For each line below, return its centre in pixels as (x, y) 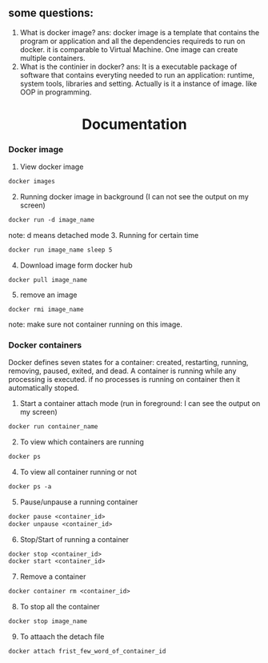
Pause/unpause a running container (79, 502)
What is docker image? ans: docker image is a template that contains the (140, 32)
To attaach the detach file (62, 637)
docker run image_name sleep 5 (60, 250)
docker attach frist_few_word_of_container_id (87, 652)
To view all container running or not (78, 472)
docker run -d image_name (51, 220)
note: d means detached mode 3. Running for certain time (104, 235)
